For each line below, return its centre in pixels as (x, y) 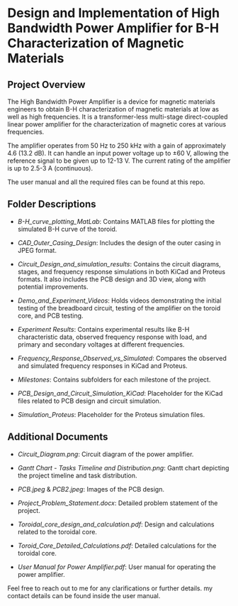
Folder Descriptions (52, 204)
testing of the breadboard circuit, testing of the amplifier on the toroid (119, 308)
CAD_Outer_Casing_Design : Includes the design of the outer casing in (119, 242)
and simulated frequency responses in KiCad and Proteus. (102, 366)
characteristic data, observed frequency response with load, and (112, 337)
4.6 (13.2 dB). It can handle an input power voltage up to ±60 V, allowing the (118, 153)
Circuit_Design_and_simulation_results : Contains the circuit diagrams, (119, 264)
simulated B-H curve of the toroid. (67, 229)
